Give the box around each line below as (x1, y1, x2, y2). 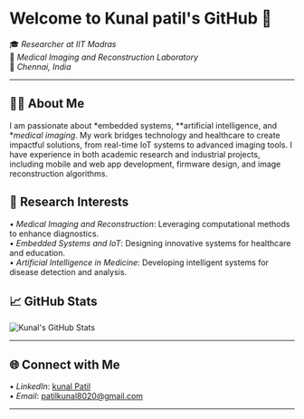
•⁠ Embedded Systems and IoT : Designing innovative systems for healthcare (9, 237, 291, 248)
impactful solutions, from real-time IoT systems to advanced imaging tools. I (9, 139, 292, 150)
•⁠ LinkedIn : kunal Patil (9, 381, 91, 392)
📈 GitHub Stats (9, 293, 98, 309)
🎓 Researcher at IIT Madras (9, 38, 117, 49)
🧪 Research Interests (9, 195, 129, 210)
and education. (9, 247, 66, 258)
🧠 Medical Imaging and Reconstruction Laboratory (9, 52, 199, 62)
